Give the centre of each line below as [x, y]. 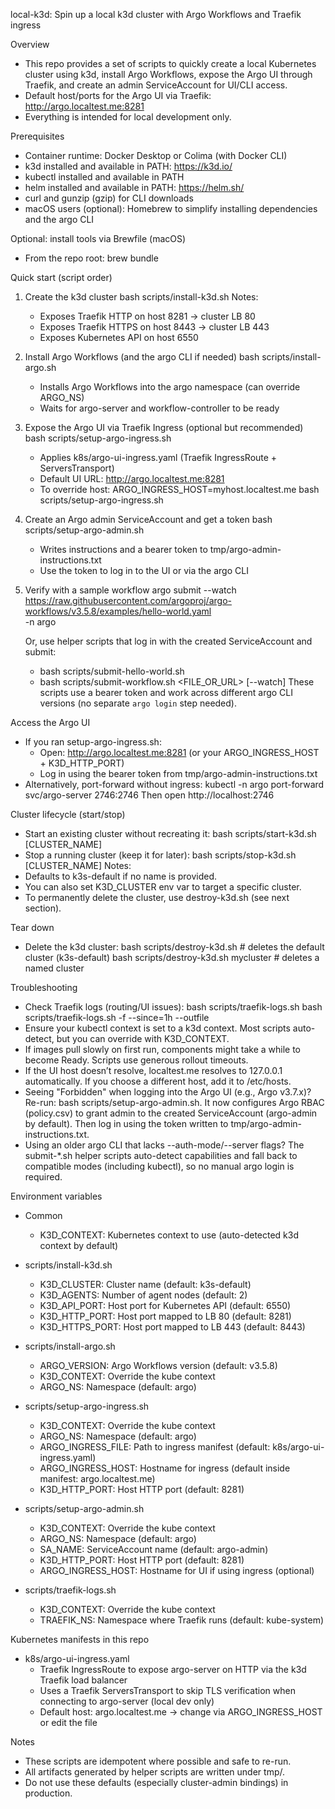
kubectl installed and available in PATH [104, 177]
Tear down [32, 927]
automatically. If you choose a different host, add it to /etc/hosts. [158, 1081]
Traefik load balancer [83, 1680]
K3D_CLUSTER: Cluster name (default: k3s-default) [145, 1284]
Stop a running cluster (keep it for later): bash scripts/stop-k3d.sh [160, 855]
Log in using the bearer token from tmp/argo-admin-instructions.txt [178, 773]
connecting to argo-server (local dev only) [127, 1701]
